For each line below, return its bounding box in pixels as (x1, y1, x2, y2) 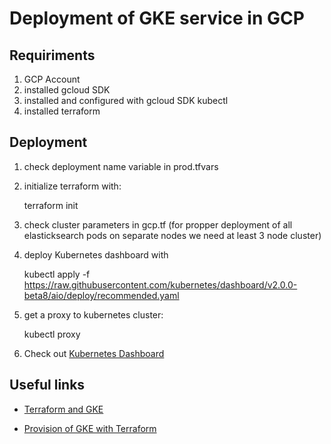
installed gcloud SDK (23, 84, 111, 96)
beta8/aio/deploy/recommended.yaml (23, 289, 180, 301)
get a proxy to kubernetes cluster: (23, 308, 164, 321)
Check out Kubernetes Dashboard (23, 347, 165, 359)
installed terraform (23, 105, 101, 117)
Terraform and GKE (23, 403, 104, 415)
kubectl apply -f (23, 268, 91, 280)
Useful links (9, 377, 86, 394)
